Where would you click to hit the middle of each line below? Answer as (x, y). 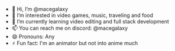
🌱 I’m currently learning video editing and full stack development (90, 21)
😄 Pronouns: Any (33, 36)
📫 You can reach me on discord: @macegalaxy (70, 28)
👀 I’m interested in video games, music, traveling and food (82, 15)
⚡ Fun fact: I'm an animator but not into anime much (75, 43)
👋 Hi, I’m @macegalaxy (40, 9)
